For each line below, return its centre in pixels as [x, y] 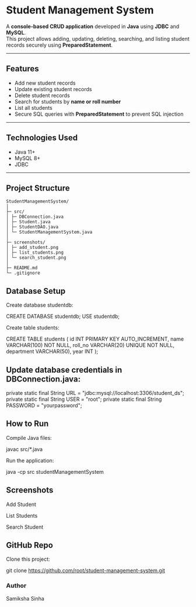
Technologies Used [42, 138]
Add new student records [45, 83]
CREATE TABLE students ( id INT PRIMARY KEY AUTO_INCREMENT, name [95, 339]
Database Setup [36, 291]
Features [22, 69]
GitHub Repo [30, 545]
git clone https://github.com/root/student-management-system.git [85, 571]
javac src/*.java [24, 449]
